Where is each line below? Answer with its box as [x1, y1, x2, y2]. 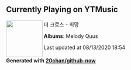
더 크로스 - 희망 [43, 20, 79, 28]
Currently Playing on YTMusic [6, 5, 118, 15]
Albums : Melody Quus [43, 32, 98, 40]
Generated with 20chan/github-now [6, 57, 96, 64]
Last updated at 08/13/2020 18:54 [43, 44, 126, 51]
